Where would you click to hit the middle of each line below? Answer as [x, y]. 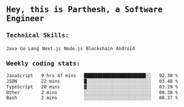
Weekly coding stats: [43, 63]
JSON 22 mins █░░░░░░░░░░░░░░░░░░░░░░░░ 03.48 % [92, 81]
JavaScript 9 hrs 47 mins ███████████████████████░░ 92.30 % [92, 75]
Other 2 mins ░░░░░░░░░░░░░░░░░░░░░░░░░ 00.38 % [92, 93]
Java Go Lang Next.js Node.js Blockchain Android [70, 48]
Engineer [25, 19]
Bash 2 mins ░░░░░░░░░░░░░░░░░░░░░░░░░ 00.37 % [92, 98]
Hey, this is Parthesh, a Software [85, 10]
